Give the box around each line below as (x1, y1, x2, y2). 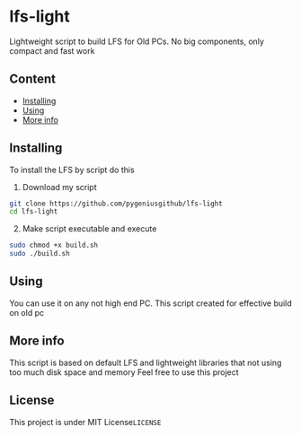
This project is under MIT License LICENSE (9, 416, 162, 427)
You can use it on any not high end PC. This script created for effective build (9, 298, 292, 309)
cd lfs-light (9, 207, 58, 216)
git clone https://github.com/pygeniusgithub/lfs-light (9, 199, 223, 208)
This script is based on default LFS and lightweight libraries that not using (9, 357, 282, 368)
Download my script (22, 181, 97, 192)
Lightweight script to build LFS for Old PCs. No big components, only (9, 36, 265, 47)
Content (9, 72, 57, 87)
